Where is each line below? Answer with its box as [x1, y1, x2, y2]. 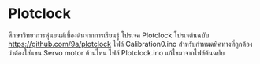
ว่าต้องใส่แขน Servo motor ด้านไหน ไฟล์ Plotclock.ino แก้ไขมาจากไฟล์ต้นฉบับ [8, 48, 225, 57]
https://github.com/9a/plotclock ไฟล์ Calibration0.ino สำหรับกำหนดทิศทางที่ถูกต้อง [8, 39, 253, 48]
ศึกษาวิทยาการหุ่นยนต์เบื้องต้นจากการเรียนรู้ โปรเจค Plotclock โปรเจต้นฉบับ [8, 30, 210, 40]
